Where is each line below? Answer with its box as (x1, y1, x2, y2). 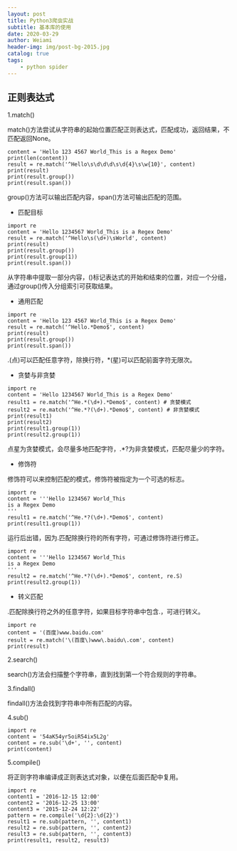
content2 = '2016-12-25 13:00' (7, 800, 100, 807)
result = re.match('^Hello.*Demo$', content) (7, 324, 144, 331)
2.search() (7, 655, 38, 664)
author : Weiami (7, 37, 53, 44)
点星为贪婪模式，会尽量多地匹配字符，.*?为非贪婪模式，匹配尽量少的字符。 (7, 445, 229, 453)
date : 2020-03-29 (7, 30, 59, 38)
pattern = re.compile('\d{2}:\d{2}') (7, 812, 120, 819)
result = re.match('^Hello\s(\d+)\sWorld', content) (7, 235, 167, 242)
